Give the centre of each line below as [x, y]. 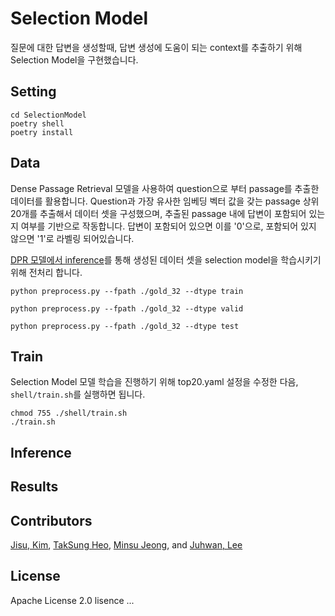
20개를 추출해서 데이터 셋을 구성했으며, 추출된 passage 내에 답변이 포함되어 [158, 213]
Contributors [51, 520]
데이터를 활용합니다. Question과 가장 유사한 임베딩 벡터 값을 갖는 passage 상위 [165, 201]
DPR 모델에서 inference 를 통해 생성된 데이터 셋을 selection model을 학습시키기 [166, 259]
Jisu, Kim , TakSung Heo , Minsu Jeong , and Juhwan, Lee [126, 544]
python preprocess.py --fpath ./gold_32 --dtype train [127, 291]
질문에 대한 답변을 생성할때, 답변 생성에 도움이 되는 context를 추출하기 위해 [156, 47]
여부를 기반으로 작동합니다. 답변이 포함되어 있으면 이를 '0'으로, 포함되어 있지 [168, 226]
